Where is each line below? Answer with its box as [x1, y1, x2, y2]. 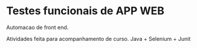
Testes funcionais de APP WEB [6, 4, 165, 18]
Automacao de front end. [6, 24, 69, 31]
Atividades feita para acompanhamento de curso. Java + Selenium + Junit [6, 35, 191, 42]
